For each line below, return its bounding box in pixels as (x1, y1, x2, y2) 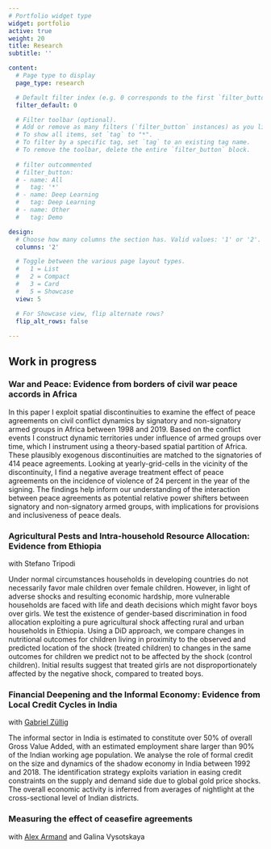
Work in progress (8, 355, 97, 368)
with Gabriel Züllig (8, 717, 69, 727)
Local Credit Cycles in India (8, 700, 118, 711)
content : (8, 64, 38, 73)
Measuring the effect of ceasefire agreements (8, 813, 194, 825)
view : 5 (15, 295, 42, 303)
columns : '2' (15, 243, 60, 251)
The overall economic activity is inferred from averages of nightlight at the (8, 784, 255, 794)
